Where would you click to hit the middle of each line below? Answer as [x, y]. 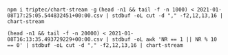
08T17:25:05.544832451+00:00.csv [55, 16]
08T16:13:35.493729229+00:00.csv [55, 39]
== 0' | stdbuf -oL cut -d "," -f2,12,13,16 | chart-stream [95, 45]
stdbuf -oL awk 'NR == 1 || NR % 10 [164, 39]
